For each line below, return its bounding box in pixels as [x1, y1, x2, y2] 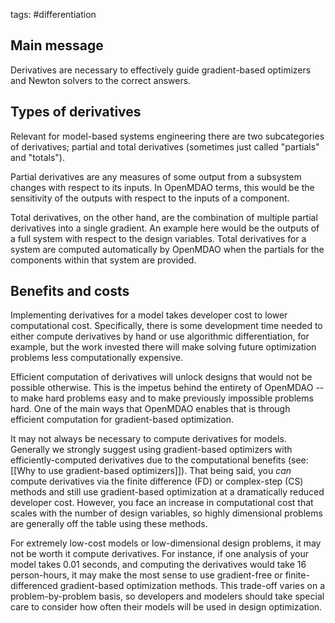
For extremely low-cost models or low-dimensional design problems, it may [10, 537, 322, 549]
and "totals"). [10, 151, 65, 163]
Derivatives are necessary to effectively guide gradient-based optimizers [10, 64, 312, 76]
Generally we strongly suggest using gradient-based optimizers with [10, 444, 293, 456]
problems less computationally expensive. [10, 352, 184, 364]
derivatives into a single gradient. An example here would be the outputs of [10, 222, 320, 234]
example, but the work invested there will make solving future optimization [10, 341, 317, 353]
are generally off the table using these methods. [10, 518, 208, 530]
